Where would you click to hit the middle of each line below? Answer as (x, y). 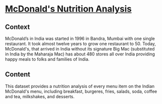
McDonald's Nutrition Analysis (68, 9)
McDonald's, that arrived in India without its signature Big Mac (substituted (80, 49)
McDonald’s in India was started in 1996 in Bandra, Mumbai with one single (80, 38)
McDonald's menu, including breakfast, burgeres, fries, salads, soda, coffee (81, 91)
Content (18, 75)
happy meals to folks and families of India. (47, 59)
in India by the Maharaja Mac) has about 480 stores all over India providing (80, 54)
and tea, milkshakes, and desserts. (40, 96)
